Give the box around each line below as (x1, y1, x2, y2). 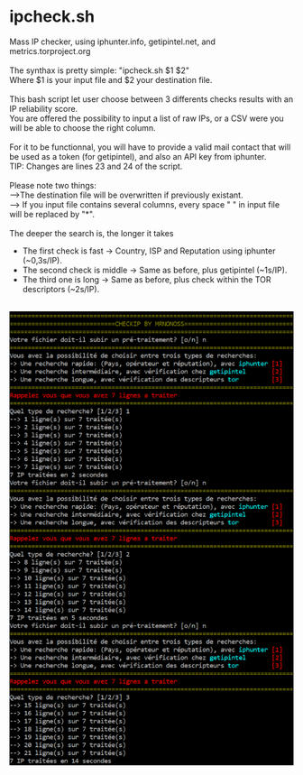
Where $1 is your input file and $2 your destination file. (9, 74, 213, 85)
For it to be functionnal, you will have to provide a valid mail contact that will (9, 142, 291, 152)
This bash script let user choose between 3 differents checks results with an (9, 93, 294, 105)
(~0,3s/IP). (22, 254, 63, 265)
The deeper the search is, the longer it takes (9, 227, 174, 238)
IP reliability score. (9, 103, 78, 114)
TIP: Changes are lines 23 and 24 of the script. (9, 161, 183, 171)
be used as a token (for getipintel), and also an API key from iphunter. (9, 151, 267, 161)
